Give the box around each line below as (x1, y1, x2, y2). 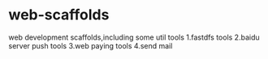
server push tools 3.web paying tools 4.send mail (8, 40, 173, 50)
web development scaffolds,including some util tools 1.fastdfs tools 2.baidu (8, 32, 260, 42)
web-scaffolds (8, 6, 110, 24)
